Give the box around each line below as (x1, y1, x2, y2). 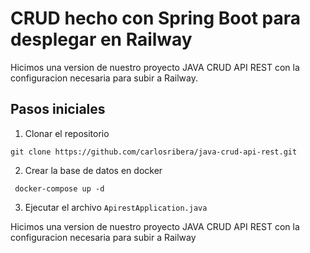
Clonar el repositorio (24, 127, 110, 139)
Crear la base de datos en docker (24, 164, 163, 176)
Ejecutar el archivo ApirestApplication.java (24, 201, 208, 213)
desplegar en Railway (10, 28, 193, 51)
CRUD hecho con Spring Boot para (10, 7, 302, 30)
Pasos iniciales (10, 101, 106, 118)
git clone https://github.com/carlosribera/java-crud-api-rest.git (10, 147, 298, 157)
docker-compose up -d (14, 183, 105, 194)
